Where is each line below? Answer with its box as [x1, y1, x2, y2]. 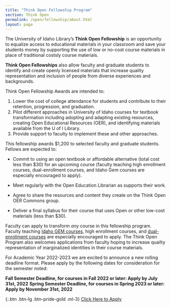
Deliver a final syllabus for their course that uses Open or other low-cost [12, 208, 165, 214]
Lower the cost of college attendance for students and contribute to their [12, 98, 166, 104]
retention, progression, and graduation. [12, 103, 95, 110]
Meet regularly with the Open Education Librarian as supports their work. [12, 182, 166, 188]
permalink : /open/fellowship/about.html [5, 17, 93, 22]
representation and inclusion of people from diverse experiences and [5, 73, 151, 79]
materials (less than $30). [12, 213, 67, 219]
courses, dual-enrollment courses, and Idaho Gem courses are [12, 167, 145, 173]
